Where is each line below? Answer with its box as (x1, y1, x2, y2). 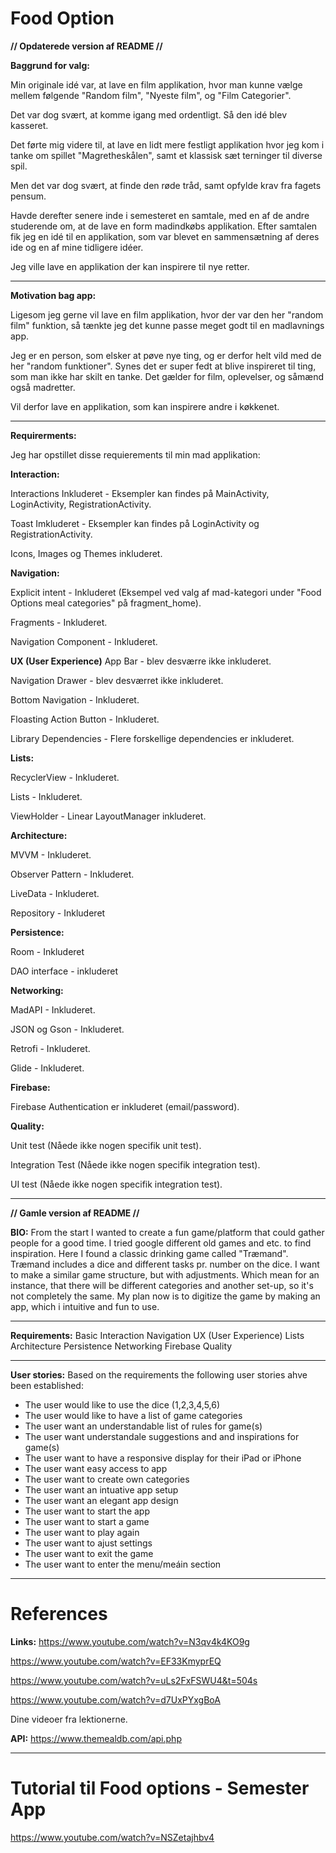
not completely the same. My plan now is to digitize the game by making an (10, 1290, 321, 1302)
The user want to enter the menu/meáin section (24, 1558, 222, 1570)
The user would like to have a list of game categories (24, 1409, 243, 1421)
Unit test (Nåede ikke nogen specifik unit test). (10, 1139, 202, 1151)
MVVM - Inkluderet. (10, 848, 92, 861)
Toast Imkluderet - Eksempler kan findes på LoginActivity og (10, 517, 260, 529)
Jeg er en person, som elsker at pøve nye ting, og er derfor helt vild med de (10, 349, 322, 361)
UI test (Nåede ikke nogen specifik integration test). (10, 1178, 223, 1190)
